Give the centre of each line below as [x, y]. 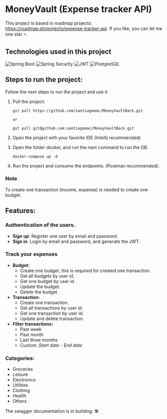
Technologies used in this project [58, 52]
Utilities [20, 385]
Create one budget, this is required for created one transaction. [85, 270]
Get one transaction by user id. [52, 313]
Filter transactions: [33, 324]
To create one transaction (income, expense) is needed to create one [76, 190]
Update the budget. [40, 287]
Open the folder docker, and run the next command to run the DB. [80, 147]
